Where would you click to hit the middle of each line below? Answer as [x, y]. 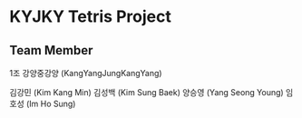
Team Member [51, 50]
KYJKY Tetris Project [91, 17]
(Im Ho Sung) [51, 103]
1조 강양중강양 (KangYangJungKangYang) [86, 73]
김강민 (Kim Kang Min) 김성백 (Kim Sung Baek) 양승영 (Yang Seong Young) [146, 92]
